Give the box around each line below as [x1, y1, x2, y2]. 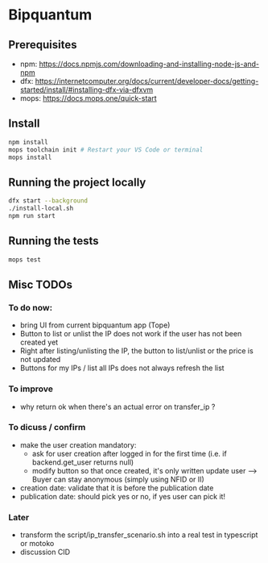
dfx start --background [8, 197, 89, 205]
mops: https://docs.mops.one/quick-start [19, 94, 157, 102]
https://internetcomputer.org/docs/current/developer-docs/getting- [35, 77, 259, 85]
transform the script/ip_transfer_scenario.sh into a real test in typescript [19, 530, 258, 540]
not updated [19, 355, 61, 365]
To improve [8, 383, 54, 394]
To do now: [8, 302, 53, 313]
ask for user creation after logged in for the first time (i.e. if [31, 448, 227, 458]
